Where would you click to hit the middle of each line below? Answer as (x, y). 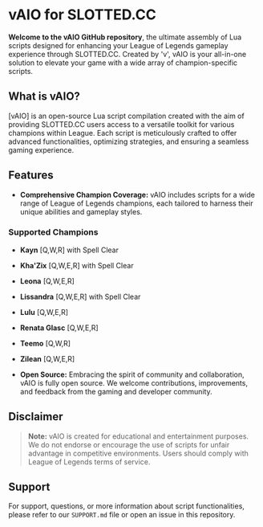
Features (31, 176)
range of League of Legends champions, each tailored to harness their (137, 203)
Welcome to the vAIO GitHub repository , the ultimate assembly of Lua (125, 37)
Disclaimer (36, 417)
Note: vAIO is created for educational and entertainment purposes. (138, 436)
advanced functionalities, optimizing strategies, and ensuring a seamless (129, 141)
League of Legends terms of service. (89, 462)
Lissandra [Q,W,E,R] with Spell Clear (80, 296)
